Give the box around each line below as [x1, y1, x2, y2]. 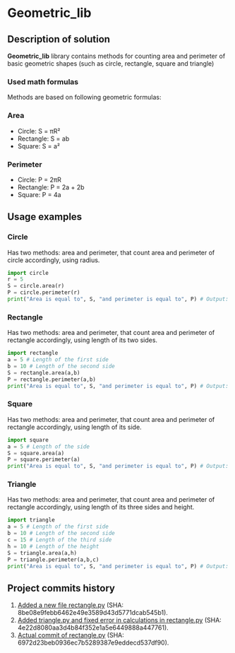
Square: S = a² [17, 141, 60, 150]
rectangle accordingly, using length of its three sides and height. [7, 503, 195, 512]
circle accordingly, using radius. [7, 256, 100, 264]
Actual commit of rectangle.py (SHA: [17, 631, 125, 640]
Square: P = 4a [17, 190, 61, 199]
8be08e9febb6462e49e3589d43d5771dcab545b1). [17, 608, 168, 617]
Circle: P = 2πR [17, 175, 62, 184]
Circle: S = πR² [17, 127, 61, 135]
